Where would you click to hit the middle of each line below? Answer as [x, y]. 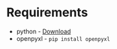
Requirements [47, 13]
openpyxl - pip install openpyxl [63, 38]
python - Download [43, 31]
